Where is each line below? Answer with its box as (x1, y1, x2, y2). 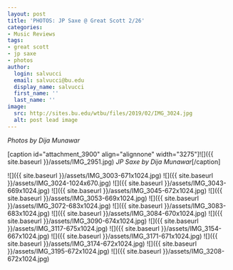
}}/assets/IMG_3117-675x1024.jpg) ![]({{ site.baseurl (7, 224, 160, 232)
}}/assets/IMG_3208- (162, 246, 225, 255)
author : (7, 63, 31, 71)
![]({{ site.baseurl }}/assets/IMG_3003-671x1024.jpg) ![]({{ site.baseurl (7, 171, 214, 180)
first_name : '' (14, 90, 59, 97)
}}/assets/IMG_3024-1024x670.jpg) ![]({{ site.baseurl (7, 179, 163, 187)
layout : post (7, 10, 46, 18)
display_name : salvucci (14, 83, 84, 90)
